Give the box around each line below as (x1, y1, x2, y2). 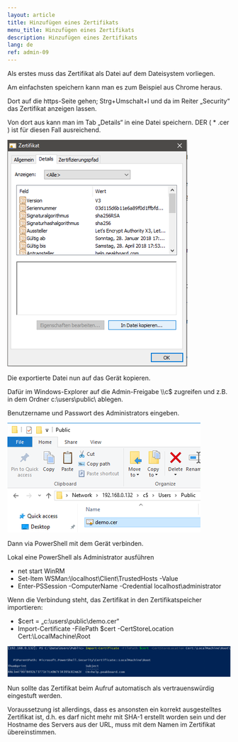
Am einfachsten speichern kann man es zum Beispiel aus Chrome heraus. (7, 83, 223, 92)
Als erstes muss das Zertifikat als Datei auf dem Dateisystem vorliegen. (7, 70, 215, 77)
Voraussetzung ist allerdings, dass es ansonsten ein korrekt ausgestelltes (7, 705, 222, 714)
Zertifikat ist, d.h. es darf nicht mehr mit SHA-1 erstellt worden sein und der (7, 712, 227, 721)
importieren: (7, 604, 43, 611)
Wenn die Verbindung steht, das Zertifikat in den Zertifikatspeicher (7, 596, 202, 604)
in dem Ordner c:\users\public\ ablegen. (7, 395, 124, 403)
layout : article (7, 11, 55, 18)
